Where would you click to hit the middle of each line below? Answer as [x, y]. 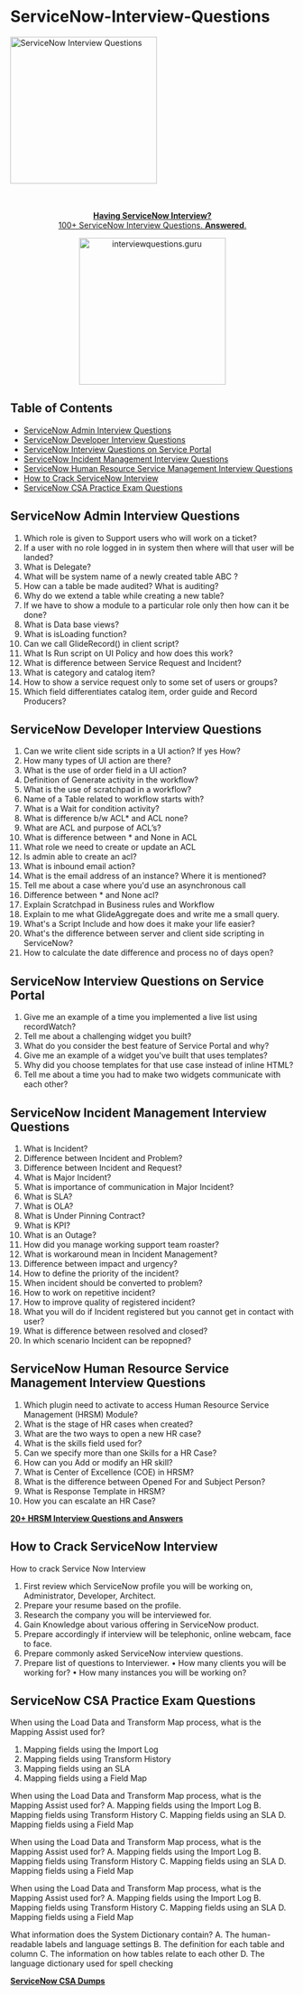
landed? [38, 557]
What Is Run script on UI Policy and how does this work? [128, 653]
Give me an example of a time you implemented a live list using [140, 1017]
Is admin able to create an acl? [80, 857]
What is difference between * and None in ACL [110, 838]
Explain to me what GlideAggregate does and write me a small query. [151, 914]
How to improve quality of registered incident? [109, 1302]
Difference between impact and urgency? [101, 1264]
